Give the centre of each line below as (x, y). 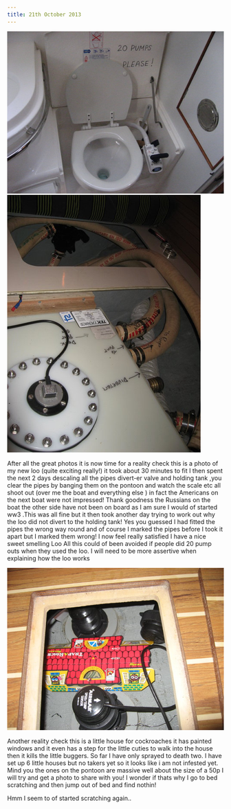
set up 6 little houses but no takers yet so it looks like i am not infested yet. (113, 763)
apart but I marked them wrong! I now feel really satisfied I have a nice (107, 536)
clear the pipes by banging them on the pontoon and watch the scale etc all (114, 485)
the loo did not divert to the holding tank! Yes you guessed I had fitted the (111, 521)
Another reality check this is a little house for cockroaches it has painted (109, 741)
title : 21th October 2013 (44, 14)
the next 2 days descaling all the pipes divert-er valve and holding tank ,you (114, 478)
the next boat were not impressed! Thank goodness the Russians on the (109, 500)
